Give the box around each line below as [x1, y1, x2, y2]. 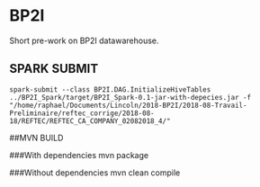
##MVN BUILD [9, 132, 64, 143]
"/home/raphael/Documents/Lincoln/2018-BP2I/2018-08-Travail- [9, 101, 247, 110]
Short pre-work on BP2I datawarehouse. [9, 35, 159, 46]
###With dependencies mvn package [9, 149, 149, 160]
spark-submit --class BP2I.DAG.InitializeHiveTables [9, 85, 211, 94]
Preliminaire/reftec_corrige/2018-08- [9, 109, 155, 118]
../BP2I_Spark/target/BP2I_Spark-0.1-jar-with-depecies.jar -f [9, 93, 252, 102]
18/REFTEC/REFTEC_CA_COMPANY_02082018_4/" [9, 116, 171, 126]
